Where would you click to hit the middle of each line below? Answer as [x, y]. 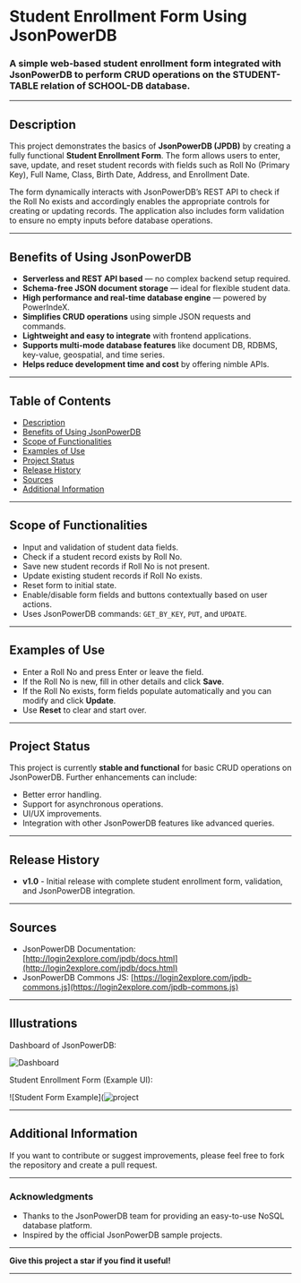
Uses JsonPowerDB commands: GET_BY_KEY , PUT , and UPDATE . [134, 613]
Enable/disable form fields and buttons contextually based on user [145, 594]
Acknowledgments [52, 1196]
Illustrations [43, 1024]
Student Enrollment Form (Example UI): [81, 1080]
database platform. [57, 1225]
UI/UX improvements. [62, 814]
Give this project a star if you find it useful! [90, 1261]
